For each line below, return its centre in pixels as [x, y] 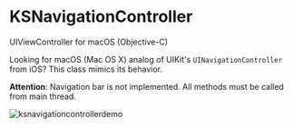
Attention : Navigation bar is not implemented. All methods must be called [146, 86]
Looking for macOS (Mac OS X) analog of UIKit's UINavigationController [146, 59]
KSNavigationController [101, 17]
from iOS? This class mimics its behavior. [86, 69]
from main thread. [43, 96]
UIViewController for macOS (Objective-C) [89, 42]
